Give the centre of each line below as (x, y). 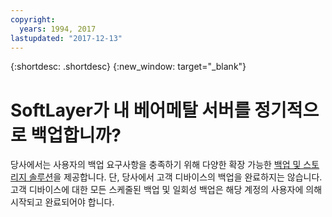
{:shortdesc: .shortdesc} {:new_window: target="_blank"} (128, 67)
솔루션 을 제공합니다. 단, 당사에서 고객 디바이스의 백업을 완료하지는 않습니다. (175, 177)
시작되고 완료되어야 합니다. (62, 202)
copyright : (33, 19)
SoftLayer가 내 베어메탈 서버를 (130, 110)
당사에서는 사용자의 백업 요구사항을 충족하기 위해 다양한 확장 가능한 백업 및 (156, 165)
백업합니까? (76, 135)
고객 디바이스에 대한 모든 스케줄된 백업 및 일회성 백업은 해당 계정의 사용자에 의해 (166, 190)
